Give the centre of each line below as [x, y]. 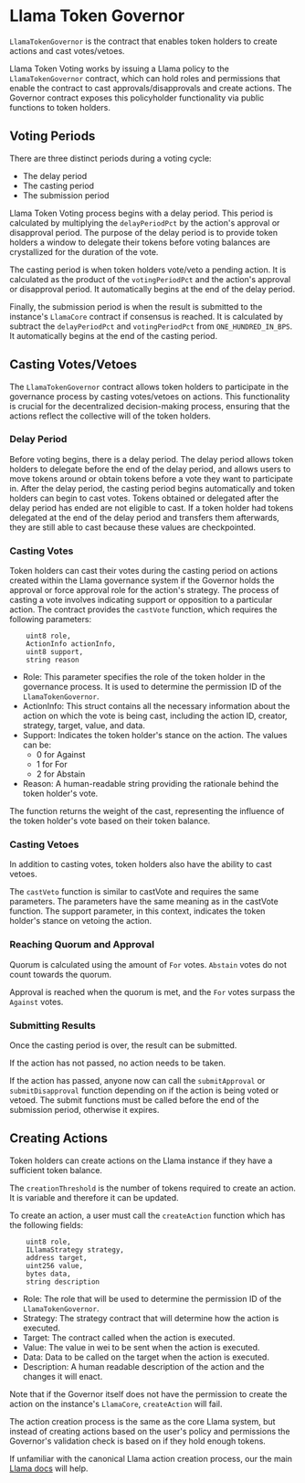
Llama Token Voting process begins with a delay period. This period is [142, 213]
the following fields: [47, 1224]
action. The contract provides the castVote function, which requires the [143, 609]
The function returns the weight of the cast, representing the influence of [147, 811]
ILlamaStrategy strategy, [75, 1250]
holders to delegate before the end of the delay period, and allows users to [150, 469]
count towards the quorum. [61, 974]
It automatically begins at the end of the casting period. [113, 335]
